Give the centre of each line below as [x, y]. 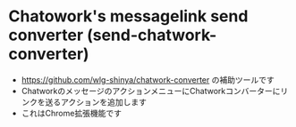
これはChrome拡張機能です [72, 113]
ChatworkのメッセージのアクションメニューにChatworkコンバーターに [151, 91]
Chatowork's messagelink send [128, 16]
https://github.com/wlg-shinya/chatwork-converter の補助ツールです [148, 79]
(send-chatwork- [152, 35]
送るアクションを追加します [96, 102]
